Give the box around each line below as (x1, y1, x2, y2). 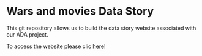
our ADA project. (6, 30, 48, 38)
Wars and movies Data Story (6, 4, 154, 18)
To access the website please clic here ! (6, 43, 106, 50)
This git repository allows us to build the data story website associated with (6, 24, 196, 32)
